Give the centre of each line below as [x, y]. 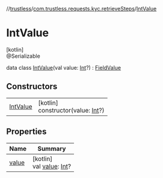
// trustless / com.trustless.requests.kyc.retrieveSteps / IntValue [81, 9]
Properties [26, 132]
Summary [52, 149]
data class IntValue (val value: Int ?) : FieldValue [64, 67]
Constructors [32, 87]
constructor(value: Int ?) [71, 110]
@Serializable [23, 56]
